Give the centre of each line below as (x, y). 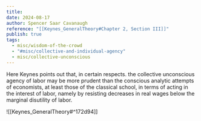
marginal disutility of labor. (39, 100)
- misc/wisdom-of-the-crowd (47, 46)
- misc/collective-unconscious (51, 57)
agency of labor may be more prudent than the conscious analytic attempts (100, 80)
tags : (13, 40)
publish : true (24, 34)
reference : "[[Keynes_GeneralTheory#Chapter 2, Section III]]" (88, 29)
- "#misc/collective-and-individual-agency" (69, 51)
